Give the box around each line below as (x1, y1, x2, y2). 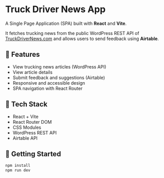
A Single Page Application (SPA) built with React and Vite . (5, 20, 127, 26)
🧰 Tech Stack (5, 100, 48, 109)
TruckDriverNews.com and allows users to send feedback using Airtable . (5, 35, 159, 42)
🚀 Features (5, 50, 40, 59)
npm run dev (5, 168, 30, 173)
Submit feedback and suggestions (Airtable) (12, 75, 105, 81)
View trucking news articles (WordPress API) (12, 63, 107, 69)
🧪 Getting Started (5, 150, 61, 158)
